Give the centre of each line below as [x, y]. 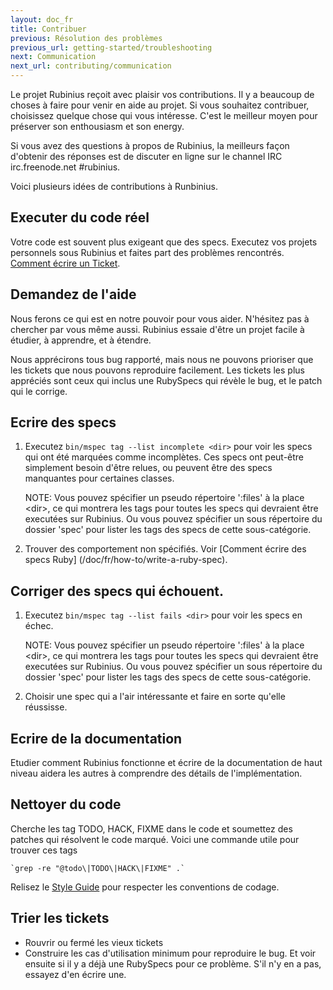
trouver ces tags [44, 850]
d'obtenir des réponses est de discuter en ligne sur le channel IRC [146, 156]
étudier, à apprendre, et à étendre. [81, 340]
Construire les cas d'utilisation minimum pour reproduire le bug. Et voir [170, 953]
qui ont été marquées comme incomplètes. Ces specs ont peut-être [164, 457]
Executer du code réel [80, 217]
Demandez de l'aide [73, 294]
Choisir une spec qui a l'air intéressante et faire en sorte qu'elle [155, 697]
